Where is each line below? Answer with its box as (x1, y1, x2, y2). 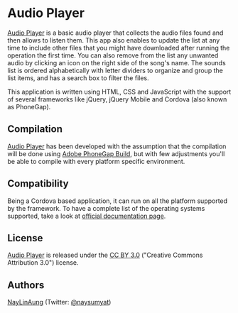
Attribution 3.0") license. (7, 258, 79, 267)
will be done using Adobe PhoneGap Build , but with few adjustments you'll (7, 149, 225, 158)
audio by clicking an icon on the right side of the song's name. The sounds (7, 58, 226, 67)
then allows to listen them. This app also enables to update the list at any (7, 35, 220, 44)
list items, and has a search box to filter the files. (7, 73, 149, 82)
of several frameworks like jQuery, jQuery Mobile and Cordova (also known (7, 94, 227, 104)
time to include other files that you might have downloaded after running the (7, 43, 230, 52)
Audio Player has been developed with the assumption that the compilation (7, 142, 227, 150)
